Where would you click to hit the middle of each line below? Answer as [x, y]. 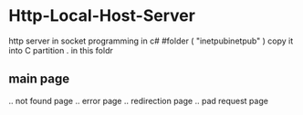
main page [39, 79]
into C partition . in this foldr [61, 50]
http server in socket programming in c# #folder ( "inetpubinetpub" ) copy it [151, 41]
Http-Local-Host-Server [102, 16]
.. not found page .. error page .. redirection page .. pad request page [138, 101]
